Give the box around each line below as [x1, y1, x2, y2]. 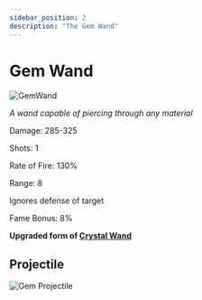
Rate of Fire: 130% [9, 160, 78, 172]
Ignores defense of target [9, 195, 105, 206]
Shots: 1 [9, 143, 39, 154]
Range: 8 [9, 178, 43, 189]
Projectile [9, 257, 65, 272]
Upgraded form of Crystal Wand [9, 230, 133, 241]
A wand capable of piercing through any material [9, 108, 193, 118]
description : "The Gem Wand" [9, 22, 119, 31]
